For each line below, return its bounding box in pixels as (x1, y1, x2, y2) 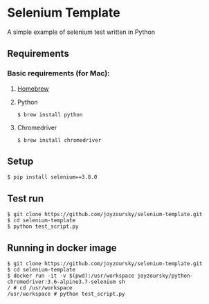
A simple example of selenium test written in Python (7, 28, 156, 36)
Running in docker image (7, 242, 117, 253)
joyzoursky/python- (137, 272, 194, 280)
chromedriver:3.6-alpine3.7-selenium (7, 278, 116, 285)
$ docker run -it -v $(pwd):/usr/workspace (7, 272, 135, 280)
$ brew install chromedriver (17, 136, 102, 143)
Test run (7, 193, 44, 204)
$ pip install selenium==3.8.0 (7, 174, 98, 181)
